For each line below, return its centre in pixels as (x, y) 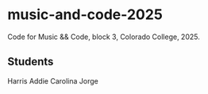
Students (31, 62)
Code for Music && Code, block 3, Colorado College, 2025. (104, 37)
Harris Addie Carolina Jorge (53, 80)
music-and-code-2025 (85, 15)
